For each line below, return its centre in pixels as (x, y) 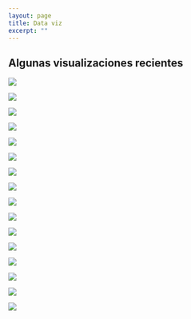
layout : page (30, 16)
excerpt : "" (28, 30)
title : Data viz (35, 23)
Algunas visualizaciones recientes (96, 63)
